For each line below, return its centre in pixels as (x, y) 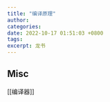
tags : (15, 40)
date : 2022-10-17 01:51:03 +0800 (55, 33)
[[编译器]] (21, 92)
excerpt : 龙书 (27, 46)
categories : (24, 26)
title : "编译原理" (32, 14)
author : (18, 20)
